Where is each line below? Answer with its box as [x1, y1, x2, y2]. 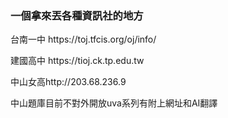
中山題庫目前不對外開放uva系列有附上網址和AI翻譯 [10, 97, 218, 109]
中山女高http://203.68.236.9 [10, 76, 127, 88]
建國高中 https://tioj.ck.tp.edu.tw [10, 55, 145, 67]
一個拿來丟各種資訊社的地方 [10, 8, 144, 22]
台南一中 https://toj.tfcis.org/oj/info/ [10, 33, 157, 46]
